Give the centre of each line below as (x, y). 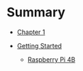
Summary (36, 12)
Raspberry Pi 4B (51, 59)
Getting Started (39, 45)
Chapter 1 (31, 32)
